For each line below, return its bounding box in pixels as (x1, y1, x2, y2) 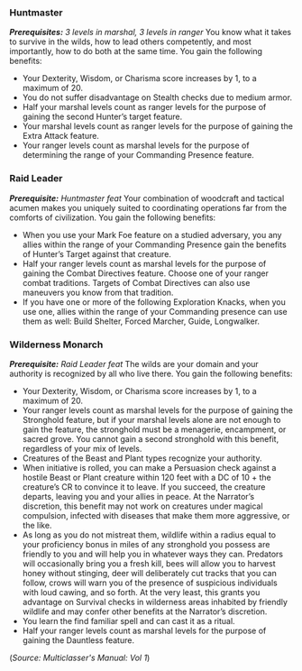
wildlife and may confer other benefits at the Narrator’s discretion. (22, 606, 268, 617)
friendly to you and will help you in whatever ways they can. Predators (22, 548, 284, 559)
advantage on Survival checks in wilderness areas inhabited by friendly (22, 596, 288, 607)
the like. (22, 519, 52, 530)
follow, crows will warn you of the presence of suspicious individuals (22, 577, 278, 588)
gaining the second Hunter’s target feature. (22, 111, 183, 123)
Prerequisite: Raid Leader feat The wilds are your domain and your (9, 358, 259, 369)
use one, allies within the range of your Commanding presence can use (22, 306, 288, 317)
